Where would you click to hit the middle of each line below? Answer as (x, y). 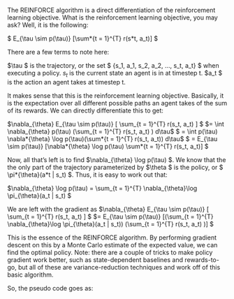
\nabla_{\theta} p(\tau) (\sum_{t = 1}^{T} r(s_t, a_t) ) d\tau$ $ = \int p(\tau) (112, 131)
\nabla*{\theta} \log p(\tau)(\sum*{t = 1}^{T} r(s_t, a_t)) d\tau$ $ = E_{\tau (112, 138)
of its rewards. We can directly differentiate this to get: (86, 110)
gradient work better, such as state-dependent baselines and (95, 260)
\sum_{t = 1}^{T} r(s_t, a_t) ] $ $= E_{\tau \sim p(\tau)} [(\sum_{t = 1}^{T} (110, 217)
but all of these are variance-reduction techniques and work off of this (119, 267)
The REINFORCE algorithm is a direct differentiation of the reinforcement (111, 10)
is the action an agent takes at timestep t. (66, 82)
